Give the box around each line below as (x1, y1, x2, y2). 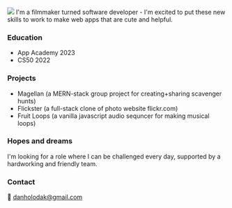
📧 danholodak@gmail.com (7, 193, 83, 202)
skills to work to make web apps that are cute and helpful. (7, 15, 173, 24)
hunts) (17, 96, 36, 105)
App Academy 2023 (17, 49, 75, 57)
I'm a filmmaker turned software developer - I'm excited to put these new (15, 8, 226, 16)
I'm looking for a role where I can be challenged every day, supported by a (7, 152, 221, 161)
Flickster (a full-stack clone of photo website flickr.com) (17, 104, 178, 112)
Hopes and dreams (7, 136, 73, 146)
